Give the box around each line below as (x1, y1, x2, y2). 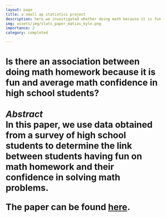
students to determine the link (5, 140, 132, 152)
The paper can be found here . (5, 202, 130, 213)
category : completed (5, 30, 49, 35)
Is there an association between (5, 56, 140, 67)
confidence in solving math (5, 172, 120, 183)
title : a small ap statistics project (5, 12, 86, 17)
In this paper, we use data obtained (5, 119, 153, 130)
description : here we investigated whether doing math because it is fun (5, 16, 162, 21)
